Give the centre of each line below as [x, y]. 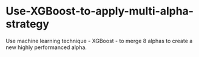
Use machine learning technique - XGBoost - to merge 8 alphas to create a [99, 41]
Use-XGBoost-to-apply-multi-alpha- [100, 11]
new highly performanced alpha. [46, 47]
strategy [28, 24]
